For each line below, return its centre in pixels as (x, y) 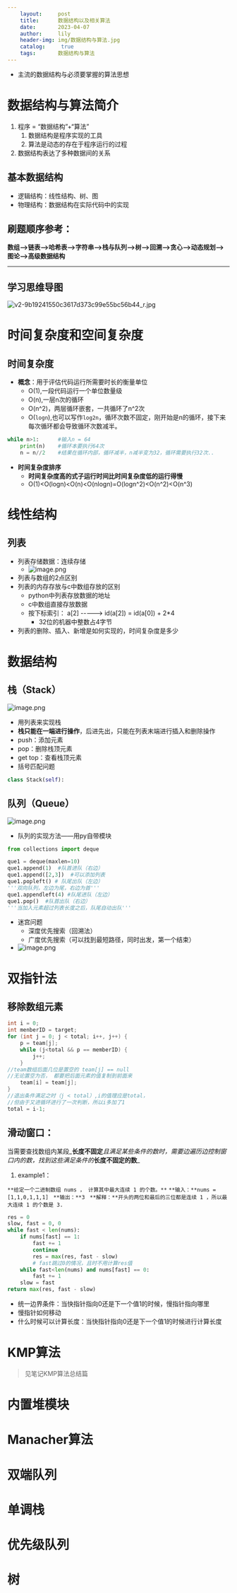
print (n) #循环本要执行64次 (62, 446)
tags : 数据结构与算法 (57, 54)
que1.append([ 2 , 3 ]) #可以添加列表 (56, 875)
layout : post (45, 14)
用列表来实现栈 (39, 722)
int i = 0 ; (23, 1023)
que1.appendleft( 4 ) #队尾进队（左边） (60, 894)
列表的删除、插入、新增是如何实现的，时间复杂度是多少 (98, 631)
